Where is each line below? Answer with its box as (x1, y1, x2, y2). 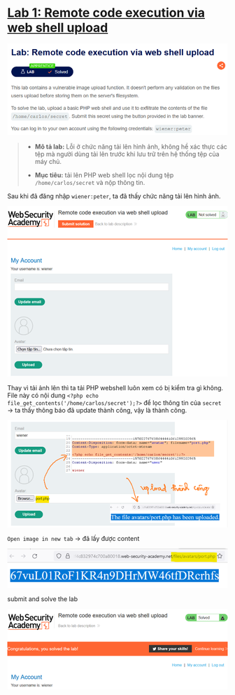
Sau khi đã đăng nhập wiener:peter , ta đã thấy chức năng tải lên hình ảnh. (7, 191, 221, 200)
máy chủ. (34, 157, 62, 165)
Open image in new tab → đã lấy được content (7, 534, 140, 542)
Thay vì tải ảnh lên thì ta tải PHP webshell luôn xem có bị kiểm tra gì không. (7, 383, 224, 392)
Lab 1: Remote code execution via (7, 5, 205, 21)
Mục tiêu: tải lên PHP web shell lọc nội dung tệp (34, 170, 174, 179)
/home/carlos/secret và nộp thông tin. (34, 178, 145, 186)
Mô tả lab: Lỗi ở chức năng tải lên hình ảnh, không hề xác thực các (34, 142, 227, 151)
